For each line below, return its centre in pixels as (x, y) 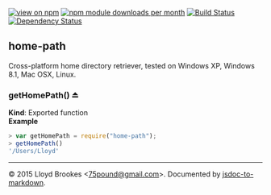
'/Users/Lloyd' (34, 151)
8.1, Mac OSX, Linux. (42, 74)
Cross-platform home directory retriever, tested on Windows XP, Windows (132, 65)
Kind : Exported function (48, 113)
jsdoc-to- (238, 174)
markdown (26, 182)
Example (23, 122)
